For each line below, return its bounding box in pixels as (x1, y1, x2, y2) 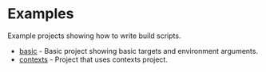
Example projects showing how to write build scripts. (7, 31, 181, 40)
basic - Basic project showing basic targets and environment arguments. (18, 46, 259, 55)
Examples (7, 5, 74, 23)
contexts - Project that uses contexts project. (18, 55, 169, 64)
